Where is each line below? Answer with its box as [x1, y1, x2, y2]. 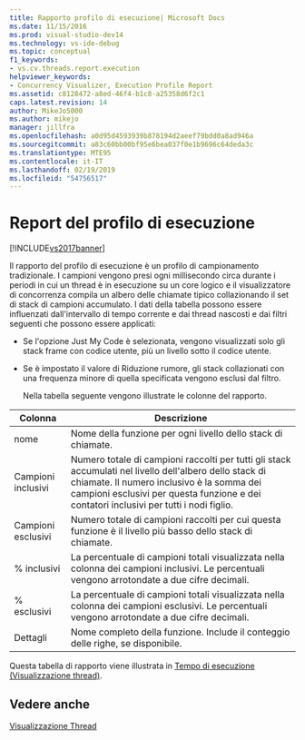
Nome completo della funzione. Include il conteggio [71, 626, 290, 638]
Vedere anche [9, 696, 91, 712]
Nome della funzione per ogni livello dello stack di [71, 428, 283, 440]
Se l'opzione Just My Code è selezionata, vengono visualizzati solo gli [22, 336, 286, 347]
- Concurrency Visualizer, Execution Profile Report [9, 81, 213, 90]
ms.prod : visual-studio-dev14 [9, 30, 124, 39]
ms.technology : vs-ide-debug [9, 38, 120, 48]
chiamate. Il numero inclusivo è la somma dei [71, 476, 261, 488]
